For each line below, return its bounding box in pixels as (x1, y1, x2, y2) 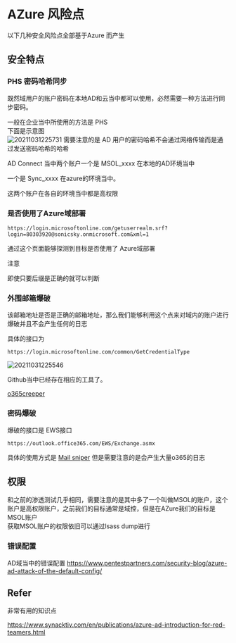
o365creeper (7, 389, 46, 398)
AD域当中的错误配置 (7, 558, 65, 567)
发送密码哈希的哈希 (13, 144, 69, 152)
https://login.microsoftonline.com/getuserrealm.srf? (7, 225, 169, 232)
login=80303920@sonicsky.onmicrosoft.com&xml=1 (7, 230, 150, 238)
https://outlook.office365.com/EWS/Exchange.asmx (7, 439, 156, 447)
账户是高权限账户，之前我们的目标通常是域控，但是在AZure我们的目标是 (7, 504, 216, 513)
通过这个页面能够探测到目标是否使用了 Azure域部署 (7, 244, 156, 252)
